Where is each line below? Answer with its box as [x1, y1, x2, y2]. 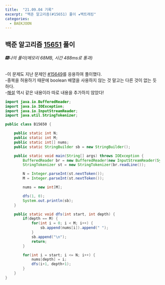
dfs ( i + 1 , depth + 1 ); [31, 261, 71, 267]
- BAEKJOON [9, 21, 32, 26]
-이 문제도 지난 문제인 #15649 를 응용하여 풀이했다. [5, 71, 102, 77]
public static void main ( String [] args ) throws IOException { [14, 153, 144, 158]
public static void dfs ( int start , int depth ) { [14, 212, 115, 217]
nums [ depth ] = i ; [31, 257, 67, 262]
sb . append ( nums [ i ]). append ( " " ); [40, 226, 109, 230]
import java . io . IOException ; [5, 104, 65, 109]
